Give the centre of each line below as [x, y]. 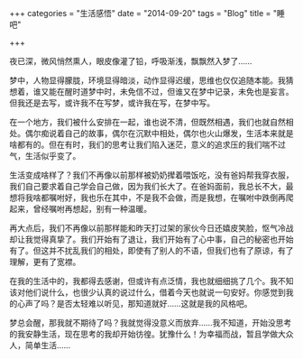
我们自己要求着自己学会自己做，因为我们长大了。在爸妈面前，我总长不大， [147, 186]
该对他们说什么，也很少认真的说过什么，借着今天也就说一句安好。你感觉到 [147, 292]
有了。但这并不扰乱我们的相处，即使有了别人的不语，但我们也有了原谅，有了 [151, 250]
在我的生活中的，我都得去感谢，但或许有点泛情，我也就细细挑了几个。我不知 [151, 281]
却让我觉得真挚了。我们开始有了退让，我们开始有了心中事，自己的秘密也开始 [151, 239]
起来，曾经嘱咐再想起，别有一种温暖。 [80, 209]
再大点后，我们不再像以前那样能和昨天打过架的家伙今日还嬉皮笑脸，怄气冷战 [151, 228]
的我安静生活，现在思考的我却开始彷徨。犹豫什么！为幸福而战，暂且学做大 [147, 334]
